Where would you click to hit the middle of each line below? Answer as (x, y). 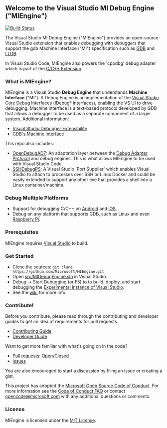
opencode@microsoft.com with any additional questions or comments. (78, 397)
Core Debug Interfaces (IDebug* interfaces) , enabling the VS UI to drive (79, 103)
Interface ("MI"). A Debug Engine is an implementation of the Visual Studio (82, 98)
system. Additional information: (37, 119)
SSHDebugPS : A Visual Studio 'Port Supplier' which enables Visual (81, 169)
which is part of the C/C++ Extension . (44, 68)
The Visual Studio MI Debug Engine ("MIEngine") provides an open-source (82, 37)
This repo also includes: (30, 144)
